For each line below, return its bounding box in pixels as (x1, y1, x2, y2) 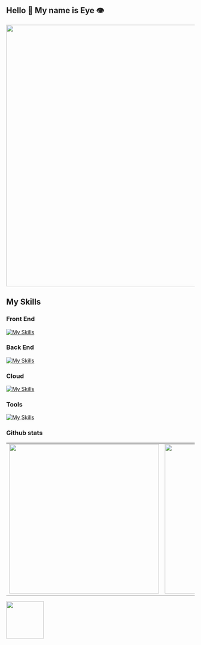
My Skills (6, 297, 41, 307)
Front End (6, 315, 35, 323)
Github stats (6, 429, 43, 437)
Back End (6, 343, 34, 351)
